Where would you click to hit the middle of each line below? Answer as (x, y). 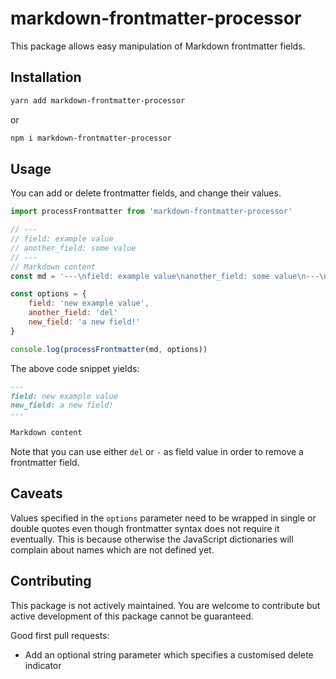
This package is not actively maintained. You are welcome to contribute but (165, 605)
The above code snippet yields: (75, 368)
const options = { (48, 294)
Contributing (51, 581)
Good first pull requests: (60, 635)
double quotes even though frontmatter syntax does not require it (145, 528)
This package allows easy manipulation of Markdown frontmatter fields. (158, 46)
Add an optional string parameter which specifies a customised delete (169, 654)
